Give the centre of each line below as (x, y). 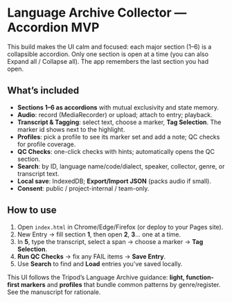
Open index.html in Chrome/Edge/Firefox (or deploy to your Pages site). (120, 227)
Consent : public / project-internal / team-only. (83, 188)
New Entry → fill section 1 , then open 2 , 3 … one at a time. (99, 234)
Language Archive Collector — (97, 13)
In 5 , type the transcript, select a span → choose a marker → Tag (110, 241)
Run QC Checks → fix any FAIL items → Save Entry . (91, 256)
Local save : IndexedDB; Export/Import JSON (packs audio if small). (114, 181)
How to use (32, 210)
